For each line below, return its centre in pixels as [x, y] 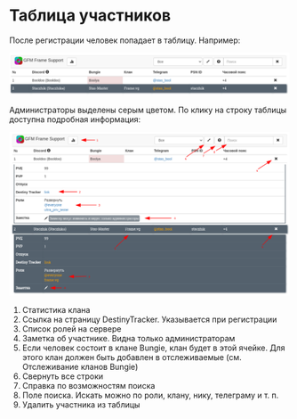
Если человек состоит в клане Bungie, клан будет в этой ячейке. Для [154, 348]
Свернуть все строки [63, 376]
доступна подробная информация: [75, 119]
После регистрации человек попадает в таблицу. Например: [125, 40]
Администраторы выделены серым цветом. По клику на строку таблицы [148, 110]
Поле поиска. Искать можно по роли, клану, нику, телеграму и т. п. [150, 395]
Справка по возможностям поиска [88, 385]
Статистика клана [56, 309]
